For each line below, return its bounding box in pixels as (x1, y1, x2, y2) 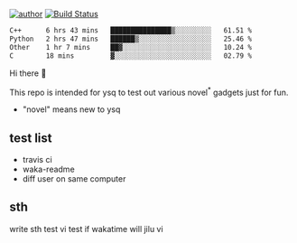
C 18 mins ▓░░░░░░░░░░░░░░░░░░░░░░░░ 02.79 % (9, 51, 253, 61)
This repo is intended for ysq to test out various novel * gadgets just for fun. (9, 85, 289, 98)
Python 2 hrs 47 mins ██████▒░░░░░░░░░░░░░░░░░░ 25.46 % (9, 34, 253, 43)
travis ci (22, 154, 52, 164)
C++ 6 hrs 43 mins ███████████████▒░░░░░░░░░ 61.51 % (9, 26, 253, 35)
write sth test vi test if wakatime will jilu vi (9, 223, 164, 234)
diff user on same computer (22, 173, 126, 184)
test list (9, 130, 52, 145)
